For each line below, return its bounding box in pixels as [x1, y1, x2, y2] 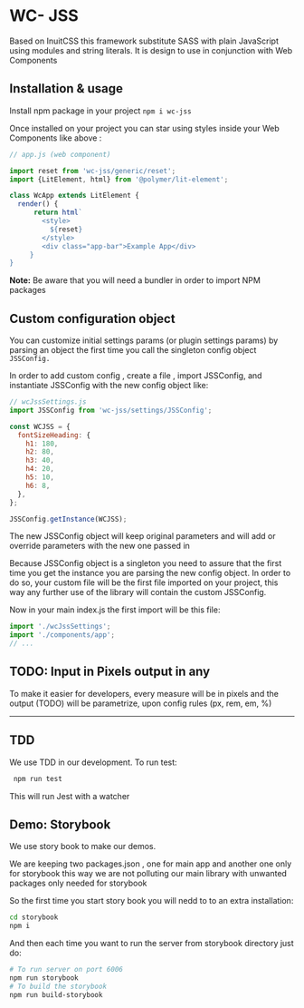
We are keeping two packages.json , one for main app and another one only [9, 858, 292, 869]
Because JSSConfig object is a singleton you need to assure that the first [9, 558, 282, 569]
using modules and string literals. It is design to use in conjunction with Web [9, 44, 293, 55]
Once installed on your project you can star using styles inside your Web [9, 122, 280, 133]
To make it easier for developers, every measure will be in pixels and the [9, 688, 279, 699]
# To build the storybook [9, 982, 107, 991]
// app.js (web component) [9, 150, 111, 159]
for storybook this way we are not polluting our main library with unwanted [9, 868, 288, 879]
